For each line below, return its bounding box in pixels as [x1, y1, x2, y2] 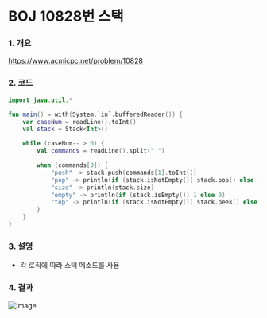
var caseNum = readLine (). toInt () [22, 118, 137, 126]
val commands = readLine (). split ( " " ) [37, 147, 165, 155]
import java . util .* [8, 96, 73, 104]
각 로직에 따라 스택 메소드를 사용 [19, 260, 120, 270]
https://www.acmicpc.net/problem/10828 [8, 56, 143, 66]
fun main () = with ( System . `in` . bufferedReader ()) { [8, 111, 183, 118]
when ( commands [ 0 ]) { [37, 161, 109, 169]
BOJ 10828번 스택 [8, 7, 125, 25]
